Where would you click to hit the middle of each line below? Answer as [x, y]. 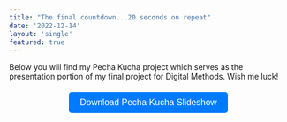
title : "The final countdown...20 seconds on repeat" [110, 17]
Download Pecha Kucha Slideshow [148, 103]
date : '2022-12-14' [45, 26]
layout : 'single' [41, 34]
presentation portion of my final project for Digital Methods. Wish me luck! [144, 77]
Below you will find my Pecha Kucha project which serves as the [126, 67]
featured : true [37, 42]
